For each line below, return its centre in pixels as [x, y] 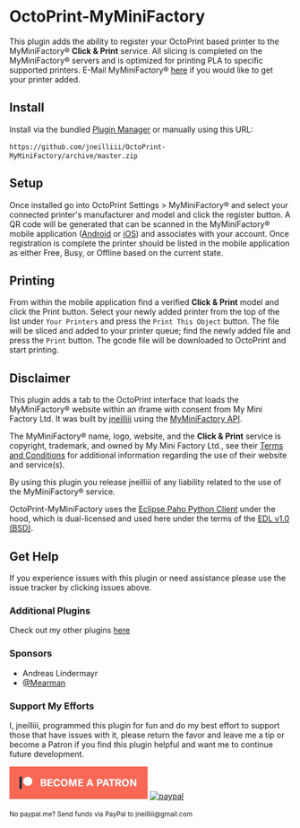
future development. [47, 754]
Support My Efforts [52, 706]
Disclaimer [40, 378]
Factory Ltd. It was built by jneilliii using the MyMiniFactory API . [126, 419]
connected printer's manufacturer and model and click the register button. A [150, 214]
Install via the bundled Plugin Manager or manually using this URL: [131, 129]
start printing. [34, 350]
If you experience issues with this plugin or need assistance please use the [148, 578]
